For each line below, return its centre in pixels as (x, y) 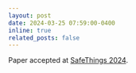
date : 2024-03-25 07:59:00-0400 (62, 23)
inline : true (30, 30)
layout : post (30, 15)
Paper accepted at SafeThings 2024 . (68, 60)
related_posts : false (44, 38)
